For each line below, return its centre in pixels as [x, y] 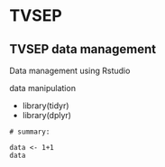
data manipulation [43, 88]
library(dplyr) [47, 115]
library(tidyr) [46, 106]
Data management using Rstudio [70, 70]
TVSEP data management [83, 49]
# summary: [30, 132]
